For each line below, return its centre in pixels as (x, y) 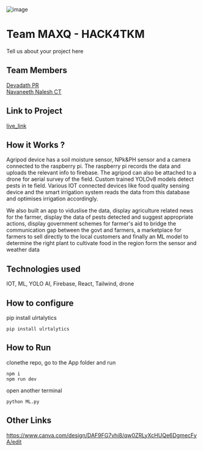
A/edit (14, 442)
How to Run (29, 348)
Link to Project (34, 111)
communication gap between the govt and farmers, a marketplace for (94, 230)
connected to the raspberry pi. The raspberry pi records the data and (94, 166)
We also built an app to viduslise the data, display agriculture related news (100, 211)
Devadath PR (23, 85)
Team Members (37, 70)
